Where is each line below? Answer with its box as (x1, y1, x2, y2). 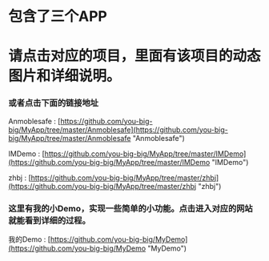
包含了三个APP (8, 7, 108, 26)
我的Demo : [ (8, 234, 50, 244)
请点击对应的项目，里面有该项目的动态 (8, 47, 262, 65)
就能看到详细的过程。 (8, 215, 90, 226)
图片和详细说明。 (8, 67, 122, 85)
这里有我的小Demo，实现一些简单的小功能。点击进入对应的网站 (8, 203, 254, 214)
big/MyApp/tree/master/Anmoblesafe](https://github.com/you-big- (8, 125, 228, 135)
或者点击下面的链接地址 (8, 98, 98, 109)
